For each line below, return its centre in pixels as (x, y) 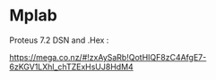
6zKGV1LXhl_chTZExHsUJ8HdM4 (72, 67)
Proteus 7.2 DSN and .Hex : (59, 40)
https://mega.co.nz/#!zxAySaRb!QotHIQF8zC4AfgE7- (108, 57)
